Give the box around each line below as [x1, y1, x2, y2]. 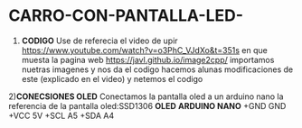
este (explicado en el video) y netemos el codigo [21, 73, 203, 84]
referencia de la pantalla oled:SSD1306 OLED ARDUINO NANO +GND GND [8, 100, 287, 111]
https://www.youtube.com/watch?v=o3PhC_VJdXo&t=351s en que [21, 44, 268, 55]
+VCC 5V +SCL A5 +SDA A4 [8, 110, 115, 121]
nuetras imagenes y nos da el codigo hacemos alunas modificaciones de [21, 64, 294, 75]
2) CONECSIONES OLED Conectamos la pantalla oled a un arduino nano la [8, 91, 284, 102]
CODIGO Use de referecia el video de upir [21, 35, 178, 46]
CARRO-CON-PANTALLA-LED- [8, 5, 244, 26]
